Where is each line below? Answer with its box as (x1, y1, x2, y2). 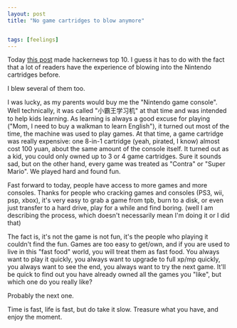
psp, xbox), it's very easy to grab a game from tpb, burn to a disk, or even (7, 196, 224, 204)
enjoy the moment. (7, 313, 63, 322)
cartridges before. (7, 70, 60, 79)
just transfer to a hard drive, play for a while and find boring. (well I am (7, 204, 214, 212)
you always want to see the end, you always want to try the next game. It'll (7, 263, 226, 271)
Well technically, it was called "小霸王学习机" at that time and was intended (7, 106, 227, 115)
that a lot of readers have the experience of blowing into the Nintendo (7, 63, 212, 72)
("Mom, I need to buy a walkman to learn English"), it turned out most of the (7, 122, 230, 131)
